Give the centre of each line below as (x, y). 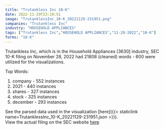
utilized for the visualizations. (35, 62)
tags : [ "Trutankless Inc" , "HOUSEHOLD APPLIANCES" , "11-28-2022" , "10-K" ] (81, 33)
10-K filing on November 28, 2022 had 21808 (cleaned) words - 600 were (80, 56)
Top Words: (17, 71)
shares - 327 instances (36, 91)
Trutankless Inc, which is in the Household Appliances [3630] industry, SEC (82, 51)
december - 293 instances (39, 102)
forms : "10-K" (20, 38)
